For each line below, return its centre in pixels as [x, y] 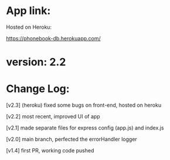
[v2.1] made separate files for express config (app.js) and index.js [85, 128]
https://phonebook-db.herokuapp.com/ [53, 38]
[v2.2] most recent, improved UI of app [53, 117]
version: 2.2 [36, 62]
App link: [28, 11]
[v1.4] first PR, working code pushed [50, 151]
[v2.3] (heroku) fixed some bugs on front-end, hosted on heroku [84, 105]
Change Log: [38, 89]
